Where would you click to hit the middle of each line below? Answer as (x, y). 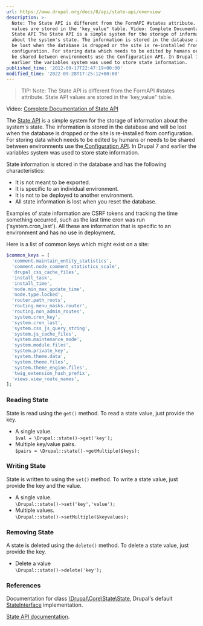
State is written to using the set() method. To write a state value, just (92, 479)
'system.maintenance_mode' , (47, 340)
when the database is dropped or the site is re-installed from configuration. (100, 133)
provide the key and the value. (44, 485)
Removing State (30, 532)
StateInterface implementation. (45, 605)
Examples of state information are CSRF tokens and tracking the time (92, 213)
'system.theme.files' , (40, 362)
